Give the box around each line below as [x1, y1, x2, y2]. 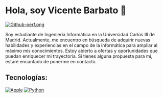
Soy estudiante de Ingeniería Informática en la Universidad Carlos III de [5, 31, 155, 37]
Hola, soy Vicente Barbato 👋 [5, 5, 127, 16]
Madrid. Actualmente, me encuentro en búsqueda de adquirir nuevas [5, 37, 151, 43]
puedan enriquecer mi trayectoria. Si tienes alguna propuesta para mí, [5, 53, 153, 59]
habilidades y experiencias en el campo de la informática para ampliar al [5, 42, 157, 48]
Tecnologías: [5, 73, 48, 82]
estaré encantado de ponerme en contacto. [5, 58, 97, 64]
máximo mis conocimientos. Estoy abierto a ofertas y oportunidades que [5, 47, 158, 54]
